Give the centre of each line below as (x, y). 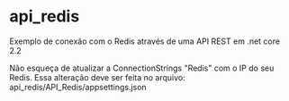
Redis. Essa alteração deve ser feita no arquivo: (98, 77)
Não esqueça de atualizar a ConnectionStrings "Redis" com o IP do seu (142, 68)
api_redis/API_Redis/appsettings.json (78, 87)
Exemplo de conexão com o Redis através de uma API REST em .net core (145, 41)
